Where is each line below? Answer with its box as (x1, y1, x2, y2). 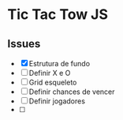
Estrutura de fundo (28, 59, 91, 68)
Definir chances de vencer (28, 87, 115, 96)
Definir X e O (28, 69, 71, 77)
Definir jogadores (28, 96, 86, 106)
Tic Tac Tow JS (7, 6, 108, 24)
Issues (7, 37, 41, 51)
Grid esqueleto (28, 77, 77, 87)
